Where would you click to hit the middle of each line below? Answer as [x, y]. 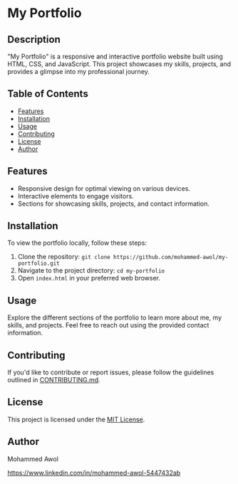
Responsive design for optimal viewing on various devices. [104, 188]
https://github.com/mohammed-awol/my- [171, 258]
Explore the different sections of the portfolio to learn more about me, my [115, 317]
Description [34, 40]
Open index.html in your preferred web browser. [89, 278]
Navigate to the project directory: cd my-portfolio [91, 270]
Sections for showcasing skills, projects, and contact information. [114, 204]
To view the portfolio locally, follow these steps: [77, 243]
